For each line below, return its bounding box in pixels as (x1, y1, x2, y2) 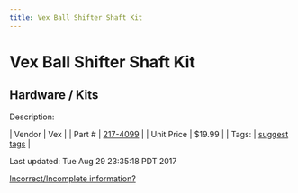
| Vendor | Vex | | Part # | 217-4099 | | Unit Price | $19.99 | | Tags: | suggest (9, 128, 289, 139)
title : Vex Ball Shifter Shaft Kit (9, 13, 143, 22)
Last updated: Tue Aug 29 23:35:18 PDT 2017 (9, 155, 177, 166)
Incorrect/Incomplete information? (9, 172, 137, 184)
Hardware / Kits (9, 87, 99, 103)
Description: (9, 111, 55, 122)
